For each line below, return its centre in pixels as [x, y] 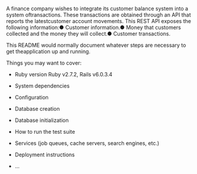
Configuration [31, 97]
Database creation [37, 109]
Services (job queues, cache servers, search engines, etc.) [87, 143]
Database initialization [42, 120]
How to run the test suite [45, 132]
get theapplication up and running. [48, 51]
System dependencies [42, 86]
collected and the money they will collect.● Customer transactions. [88, 34]
